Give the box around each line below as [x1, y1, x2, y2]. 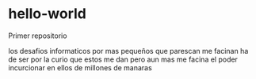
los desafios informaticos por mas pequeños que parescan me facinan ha [8, 46, 249, 55]
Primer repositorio [8, 31, 67, 40]
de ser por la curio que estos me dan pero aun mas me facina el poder [8, 55, 238, 64]
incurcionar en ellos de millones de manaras [8, 62, 152, 72]
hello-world [8, 5, 87, 23]
